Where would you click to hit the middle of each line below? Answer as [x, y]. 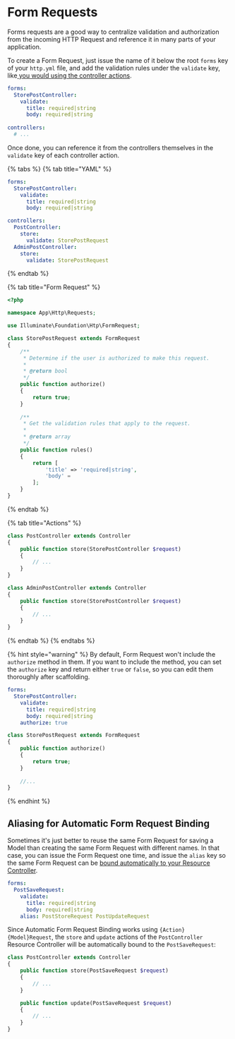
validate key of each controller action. [64, 155]
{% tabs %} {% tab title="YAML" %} [59, 169]
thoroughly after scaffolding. [49, 677]
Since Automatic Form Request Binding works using [83, 930]
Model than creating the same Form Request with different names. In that [114, 848]
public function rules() [56, 450]
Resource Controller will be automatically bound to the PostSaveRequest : [112, 944]
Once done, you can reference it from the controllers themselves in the [110, 147]
